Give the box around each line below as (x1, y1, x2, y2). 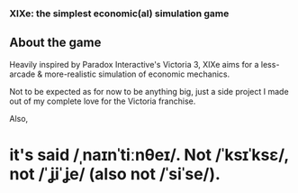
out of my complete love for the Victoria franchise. (9, 96, 196, 106)
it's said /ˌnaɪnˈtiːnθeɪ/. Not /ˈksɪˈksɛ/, (9, 144, 290, 165)
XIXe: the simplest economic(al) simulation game (9, 7, 230, 20)
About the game (9, 35, 102, 51)
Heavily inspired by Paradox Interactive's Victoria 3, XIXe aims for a (9, 59, 259, 69)
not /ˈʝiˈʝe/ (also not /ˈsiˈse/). (9, 163, 221, 184)
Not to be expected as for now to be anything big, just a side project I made (9, 86, 290, 96)
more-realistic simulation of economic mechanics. (44, 69, 230, 79)
